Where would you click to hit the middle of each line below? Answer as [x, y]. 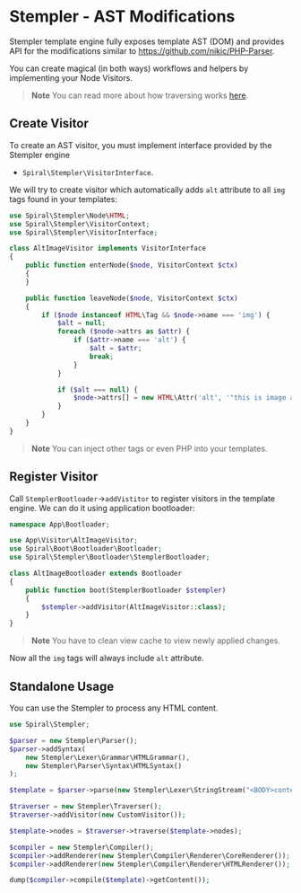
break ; [102, 357]
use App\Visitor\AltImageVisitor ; [74, 541]
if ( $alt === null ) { [98, 389]
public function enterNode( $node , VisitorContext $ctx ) [132, 265]
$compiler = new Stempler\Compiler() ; [82, 847]
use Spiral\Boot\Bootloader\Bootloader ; [86, 549]
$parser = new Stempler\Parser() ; [74, 740]
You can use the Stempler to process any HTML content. [114, 708]
